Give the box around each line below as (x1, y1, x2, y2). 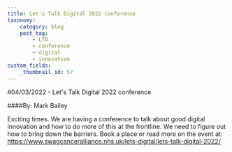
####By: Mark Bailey (7, 101, 68, 109)
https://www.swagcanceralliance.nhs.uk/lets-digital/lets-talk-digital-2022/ (7, 137, 222, 145)
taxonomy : (7, 17, 36, 24)
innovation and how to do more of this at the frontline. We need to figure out (7, 122, 226, 130)
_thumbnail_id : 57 (20, 68, 73, 75)
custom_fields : (7, 62, 52, 69)
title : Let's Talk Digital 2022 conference (7, 10, 136, 17)
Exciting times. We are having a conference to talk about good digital (7, 114, 205, 123)
